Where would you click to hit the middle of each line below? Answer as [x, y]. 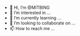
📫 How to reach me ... [32, 28]
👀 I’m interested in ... [30, 13]
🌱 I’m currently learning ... [35, 18]
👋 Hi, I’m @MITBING [30, 8]
